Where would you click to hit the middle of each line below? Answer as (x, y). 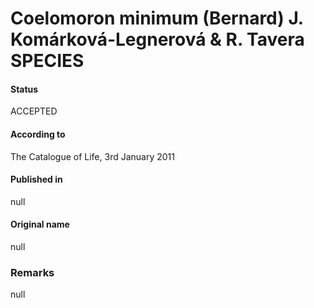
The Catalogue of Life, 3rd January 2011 (92, 156)
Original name (40, 224)
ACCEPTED (34, 111)
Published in (36, 179)
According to (38, 134)
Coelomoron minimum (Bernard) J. (157, 18)
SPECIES (47, 61)
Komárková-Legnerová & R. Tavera (157, 39)
